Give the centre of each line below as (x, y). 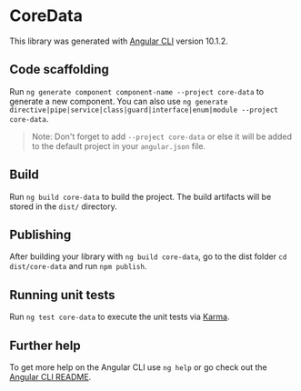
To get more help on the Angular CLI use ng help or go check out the (138, 367)
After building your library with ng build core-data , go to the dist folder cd (148, 256)
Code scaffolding (59, 70)
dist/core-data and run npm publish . (78, 266)
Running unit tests (62, 295)
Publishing (40, 234)
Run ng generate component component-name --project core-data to (137, 91)
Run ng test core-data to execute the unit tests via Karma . (120, 317)
